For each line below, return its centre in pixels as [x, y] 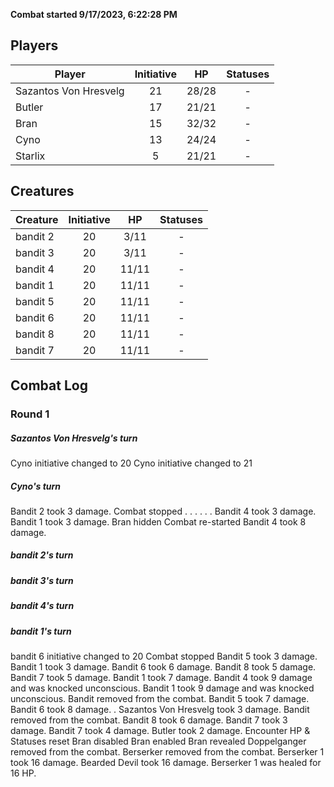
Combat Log [49, 385]
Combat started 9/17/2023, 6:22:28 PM [94, 14]
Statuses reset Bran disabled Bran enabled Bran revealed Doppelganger [158, 741]
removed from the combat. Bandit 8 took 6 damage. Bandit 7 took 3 [149, 720]
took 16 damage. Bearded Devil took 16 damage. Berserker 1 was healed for [166, 762]
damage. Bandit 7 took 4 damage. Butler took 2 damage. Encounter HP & [160, 730]
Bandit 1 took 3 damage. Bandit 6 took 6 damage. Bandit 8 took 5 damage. [163, 666]
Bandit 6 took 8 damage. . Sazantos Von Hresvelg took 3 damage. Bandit [160, 709]
